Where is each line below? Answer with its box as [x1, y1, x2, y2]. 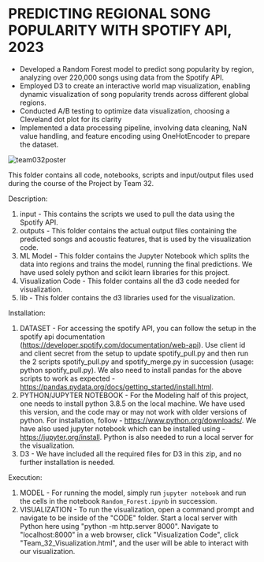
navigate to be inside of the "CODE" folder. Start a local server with [19, 513, 238, 523]
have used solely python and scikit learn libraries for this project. [19, 267, 230, 277]
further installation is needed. [19, 457, 116, 467]
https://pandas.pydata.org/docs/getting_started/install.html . [19, 381, 214, 391]
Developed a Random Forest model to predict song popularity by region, [19, 64, 255, 73]
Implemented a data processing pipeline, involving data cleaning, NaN [19, 123, 247, 132]
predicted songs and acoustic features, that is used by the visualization [19, 234, 251, 244]
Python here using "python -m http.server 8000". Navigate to [19, 521, 219, 530]
